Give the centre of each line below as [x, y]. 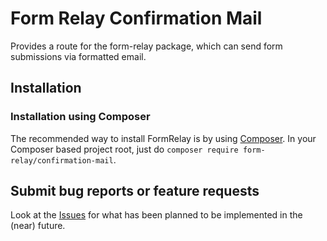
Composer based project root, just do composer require [124, 149]
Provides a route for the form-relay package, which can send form [146, 46]
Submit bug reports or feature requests [135, 191]
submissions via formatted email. [78, 56]
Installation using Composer [80, 117]
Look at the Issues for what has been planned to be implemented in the [156, 215]
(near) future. [38, 226]
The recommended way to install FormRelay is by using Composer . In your [163, 138]
